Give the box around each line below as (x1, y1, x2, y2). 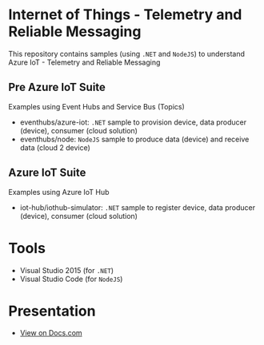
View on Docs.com (19, 328, 82, 338)
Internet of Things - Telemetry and (8, 6, 242, 24)
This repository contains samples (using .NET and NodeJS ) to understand (8, 49, 246, 58)
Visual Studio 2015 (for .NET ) (19, 265, 114, 275)
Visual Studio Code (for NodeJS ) (19, 274, 123, 284)
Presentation (8, 302, 96, 320)
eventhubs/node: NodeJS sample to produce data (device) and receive (19, 134, 250, 144)
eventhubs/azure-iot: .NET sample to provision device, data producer (19, 117, 247, 127)
